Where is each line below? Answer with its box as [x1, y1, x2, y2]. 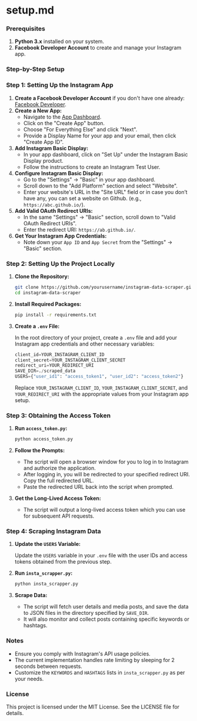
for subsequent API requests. [23, 512, 95, 519]
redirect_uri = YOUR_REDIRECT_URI [14, 363, 94, 368]
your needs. [14, 675, 44, 682]
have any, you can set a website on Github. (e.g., [23, 195, 142, 202]
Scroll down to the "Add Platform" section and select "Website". [23, 182, 178, 189]
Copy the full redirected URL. [23, 477, 94, 484]
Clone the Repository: [14, 273, 69, 280]
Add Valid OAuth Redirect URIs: [14, 207, 93, 214]
